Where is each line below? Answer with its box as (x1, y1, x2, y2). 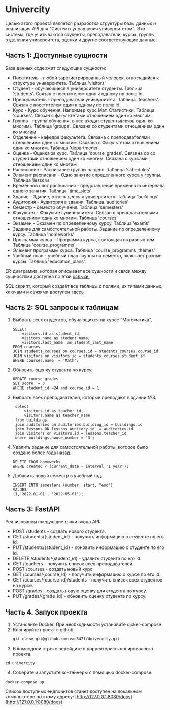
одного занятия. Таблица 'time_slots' (12, 188, 92, 194)
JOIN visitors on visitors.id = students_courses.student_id (12, 353, 145, 359)
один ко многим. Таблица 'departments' (12, 145, 99, 151)
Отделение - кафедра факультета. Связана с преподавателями (12, 134, 150, 140)
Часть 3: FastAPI (5, 505, 60, 513)
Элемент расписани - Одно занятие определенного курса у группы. (12, 172, 161, 178)
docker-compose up (5, 680, 44, 685)
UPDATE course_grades (12, 376, 58, 381)
